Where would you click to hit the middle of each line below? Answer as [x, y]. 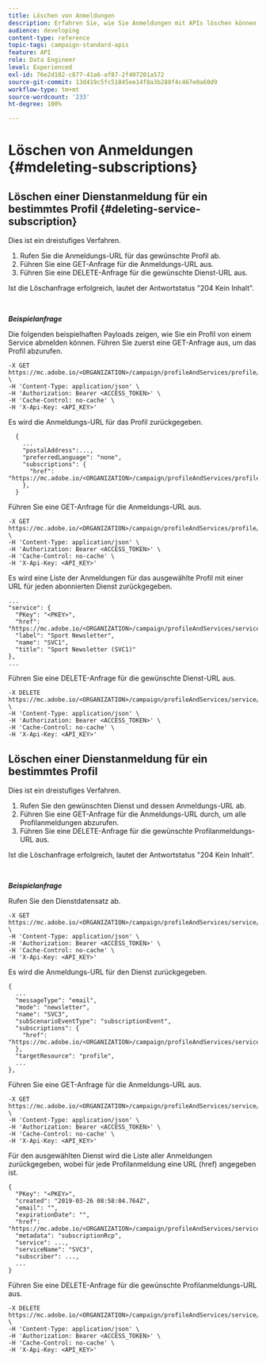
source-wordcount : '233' [49, 97]
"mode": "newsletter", [53, 1007]
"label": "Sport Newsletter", [65, 636]
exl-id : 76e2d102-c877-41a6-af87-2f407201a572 [86, 75]
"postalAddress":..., [58, 451]
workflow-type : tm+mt [44, 89]
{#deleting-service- [150, 208]
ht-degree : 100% [35, 104]
